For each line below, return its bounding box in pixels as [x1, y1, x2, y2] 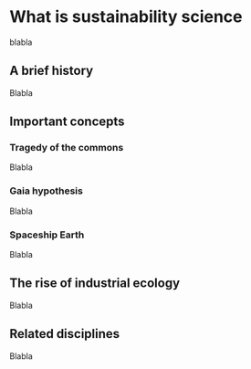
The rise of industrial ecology [9, 276, 181, 291]
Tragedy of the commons [9, 142, 124, 154]
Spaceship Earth [9, 228, 85, 241]
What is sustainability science [9, 6, 244, 27]
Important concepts [9, 114, 125, 130]
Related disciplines [9, 326, 120, 342]
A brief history [9, 63, 94, 79]
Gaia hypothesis [9, 184, 84, 197]
